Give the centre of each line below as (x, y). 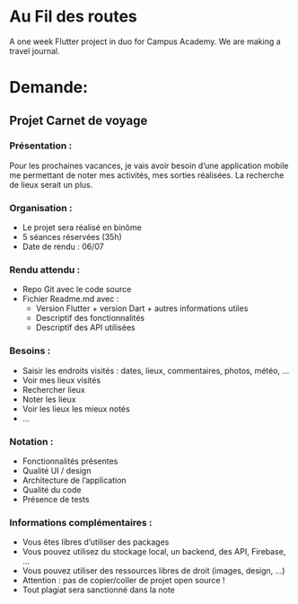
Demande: (48, 88)
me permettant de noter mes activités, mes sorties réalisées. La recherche (147, 175)
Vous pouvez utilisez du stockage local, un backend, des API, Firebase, (154, 552)
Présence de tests (56, 499)
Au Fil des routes (73, 17)
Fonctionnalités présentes (70, 461)
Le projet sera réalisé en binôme (82, 227)
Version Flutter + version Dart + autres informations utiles (142, 308)
